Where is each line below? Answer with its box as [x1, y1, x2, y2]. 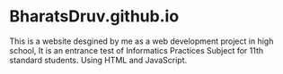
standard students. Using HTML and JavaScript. [9, 54, 188, 65]
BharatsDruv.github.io [9, 6, 180, 27]
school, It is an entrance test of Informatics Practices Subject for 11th [9, 45, 263, 55]
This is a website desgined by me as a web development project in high [9, 36, 274, 46]
